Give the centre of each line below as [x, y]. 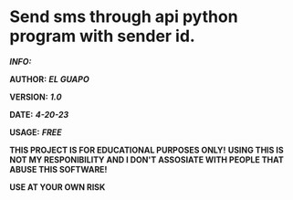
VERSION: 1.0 [36, 97]
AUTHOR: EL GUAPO [49, 79]
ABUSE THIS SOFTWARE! [58, 169]
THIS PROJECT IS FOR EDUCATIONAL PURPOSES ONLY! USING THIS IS [147, 150]
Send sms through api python [124, 17]
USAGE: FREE [36, 132]
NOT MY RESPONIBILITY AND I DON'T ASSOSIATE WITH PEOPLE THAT [147, 159]
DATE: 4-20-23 [39, 114]
